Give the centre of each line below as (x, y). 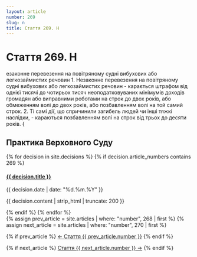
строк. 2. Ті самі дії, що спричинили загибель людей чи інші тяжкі (89, 111)
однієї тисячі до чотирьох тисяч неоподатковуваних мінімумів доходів (95, 93)
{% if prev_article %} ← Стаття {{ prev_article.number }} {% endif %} (90, 236)
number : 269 (21, 17)
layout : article (26, 12)
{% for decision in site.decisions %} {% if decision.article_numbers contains (98, 157)
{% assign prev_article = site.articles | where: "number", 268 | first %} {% (95, 219)
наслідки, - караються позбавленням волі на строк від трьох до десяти (96, 118)
